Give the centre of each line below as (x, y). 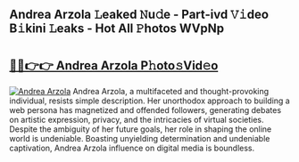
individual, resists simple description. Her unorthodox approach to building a (149, 101)
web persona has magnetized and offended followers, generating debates (145, 110)
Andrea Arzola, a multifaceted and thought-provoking (171, 91)
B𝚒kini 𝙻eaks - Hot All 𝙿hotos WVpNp (117, 29)
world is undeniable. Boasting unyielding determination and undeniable (140, 138)
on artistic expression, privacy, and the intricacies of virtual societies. (137, 120)
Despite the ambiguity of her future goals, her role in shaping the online (141, 129)
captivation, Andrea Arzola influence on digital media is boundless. (132, 148)
